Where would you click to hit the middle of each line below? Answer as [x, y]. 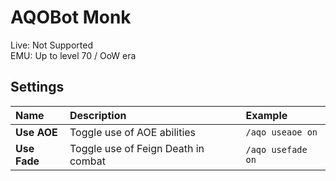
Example [266, 115]
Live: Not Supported [51, 45]
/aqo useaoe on [281, 132]
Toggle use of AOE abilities [133, 132]
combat [87, 161]
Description [98, 115]
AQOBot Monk [71, 17]
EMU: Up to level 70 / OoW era [73, 55]
